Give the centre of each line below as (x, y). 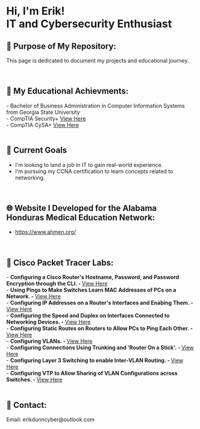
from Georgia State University (43, 112)
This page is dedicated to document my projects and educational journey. (98, 61)
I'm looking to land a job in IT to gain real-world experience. (89, 164)
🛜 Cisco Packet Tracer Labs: (60, 262)
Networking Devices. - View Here (48, 322)
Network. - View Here (34, 296)
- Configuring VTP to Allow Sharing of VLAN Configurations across (92, 373)
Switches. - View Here (34, 380)
